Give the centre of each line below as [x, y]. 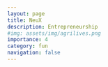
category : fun [28, 46]
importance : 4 [28, 40]
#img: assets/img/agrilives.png [54, 33]
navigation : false [34, 53]
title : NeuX [24, 20]
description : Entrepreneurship [53, 27]
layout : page [26, 14]
